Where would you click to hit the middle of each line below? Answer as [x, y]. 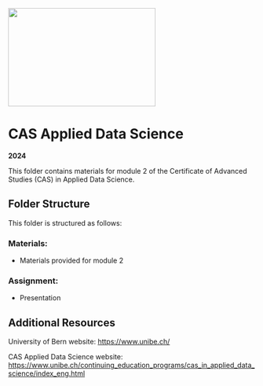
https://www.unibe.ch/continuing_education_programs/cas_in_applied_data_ [131, 366]
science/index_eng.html [47, 373]
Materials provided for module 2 [71, 261]
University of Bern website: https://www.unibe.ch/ [89, 342]
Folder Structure [49, 204]
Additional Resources [62, 323]
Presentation [40, 298]
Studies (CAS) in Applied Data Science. [71, 179]
